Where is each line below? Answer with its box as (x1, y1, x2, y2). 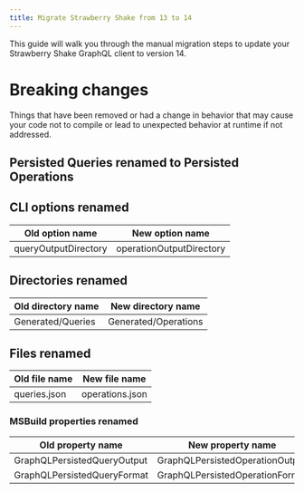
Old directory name (14, 300, 100, 313)
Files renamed (9, 345, 91, 361)
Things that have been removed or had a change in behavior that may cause (9, 110, 294, 121)
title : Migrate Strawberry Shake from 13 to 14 (9, 13, 193, 23)
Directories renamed (9, 273, 128, 288)
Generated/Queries (14, 314, 96, 327)
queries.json (14, 388, 67, 401)
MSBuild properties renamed (9, 415, 138, 428)
